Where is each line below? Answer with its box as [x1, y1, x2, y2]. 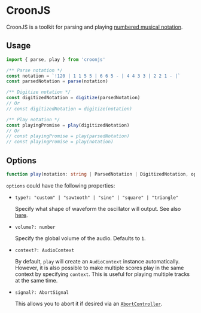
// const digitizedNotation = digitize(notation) [6, 106, 133, 112]
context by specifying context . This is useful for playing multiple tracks [14, 270, 190, 278]
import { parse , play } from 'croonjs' [6, 56, 106, 63]
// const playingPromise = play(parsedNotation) [6, 133, 130, 139]
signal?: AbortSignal [14, 289, 69, 296]
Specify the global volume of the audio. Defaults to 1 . [14, 234, 146, 242]
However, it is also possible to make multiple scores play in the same [14, 264, 184, 271]
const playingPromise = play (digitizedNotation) [6, 122, 130, 128]
